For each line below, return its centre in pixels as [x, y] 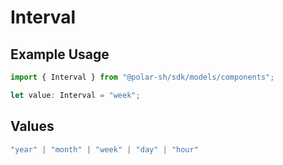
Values [32, 126]
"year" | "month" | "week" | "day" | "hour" [104, 149]
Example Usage [60, 54]
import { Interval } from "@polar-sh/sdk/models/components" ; [142, 77]
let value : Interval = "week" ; [75, 95]
